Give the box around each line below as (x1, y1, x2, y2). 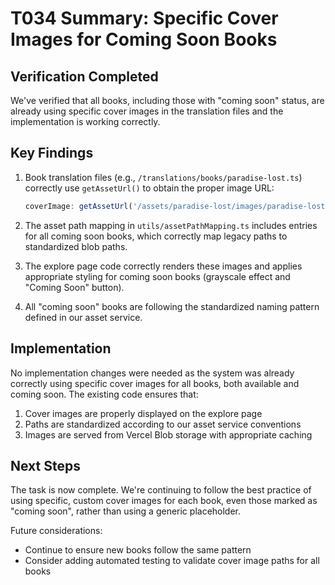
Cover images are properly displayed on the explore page (24, 407, 263, 419)
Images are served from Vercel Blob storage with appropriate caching (24, 428, 313, 441)
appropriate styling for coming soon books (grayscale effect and (24, 270, 291, 282)
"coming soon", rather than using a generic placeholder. (10, 505, 242, 517)
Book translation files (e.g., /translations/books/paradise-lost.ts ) (24, 171, 303, 183)
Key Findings (10, 145, 94, 162)
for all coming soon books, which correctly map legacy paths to (24, 230, 288, 242)
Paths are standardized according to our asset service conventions (24, 418, 302, 430)
